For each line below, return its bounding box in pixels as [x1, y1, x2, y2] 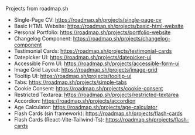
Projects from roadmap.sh [5, 5, 69, 12]
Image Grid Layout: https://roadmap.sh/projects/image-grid [13, 66, 158, 73]
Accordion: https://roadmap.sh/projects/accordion [13, 97, 136, 104]
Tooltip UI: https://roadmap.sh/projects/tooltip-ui [13, 73, 132, 79]
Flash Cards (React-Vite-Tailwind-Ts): [13, 116, 105, 123]
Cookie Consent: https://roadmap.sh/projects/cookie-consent [13, 85, 163, 92]
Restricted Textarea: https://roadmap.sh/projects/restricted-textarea [13, 91, 179, 98]
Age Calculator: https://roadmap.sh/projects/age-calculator [13, 104, 158, 110]
